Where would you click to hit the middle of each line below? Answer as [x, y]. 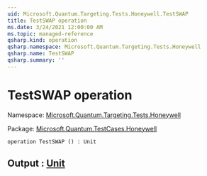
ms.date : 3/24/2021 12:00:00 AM [55, 27]
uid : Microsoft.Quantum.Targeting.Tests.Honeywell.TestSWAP [98, 14]
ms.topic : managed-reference [50, 34]
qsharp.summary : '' [36, 60]
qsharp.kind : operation [43, 40]
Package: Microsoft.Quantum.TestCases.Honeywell [82, 128]
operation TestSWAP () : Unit [52, 142]
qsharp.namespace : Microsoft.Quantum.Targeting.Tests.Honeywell [104, 47]
